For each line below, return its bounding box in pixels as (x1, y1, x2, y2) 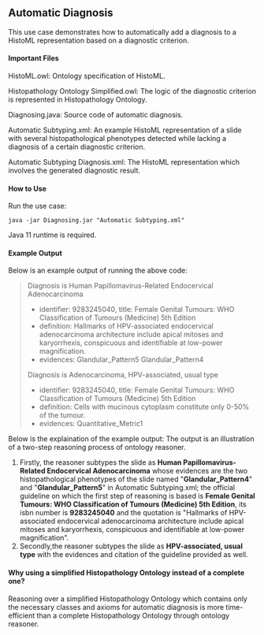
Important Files (8, 54, 59, 63)
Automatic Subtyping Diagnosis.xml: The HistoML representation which (8, 158, 240, 167)
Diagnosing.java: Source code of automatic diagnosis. (8, 110, 184, 120)
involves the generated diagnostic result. (8, 165, 140, 176)
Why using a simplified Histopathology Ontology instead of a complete (8, 568, 245, 577)
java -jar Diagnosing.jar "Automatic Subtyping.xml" (8, 217, 185, 225)
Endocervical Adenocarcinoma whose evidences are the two (46, 466, 248, 476)
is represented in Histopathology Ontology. (8, 95, 147, 105)
